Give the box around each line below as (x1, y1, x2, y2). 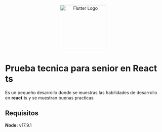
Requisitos (5, 109, 39, 118)
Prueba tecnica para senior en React (5, 63, 157, 74)
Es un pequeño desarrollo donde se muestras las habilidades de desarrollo (5, 89, 157, 96)
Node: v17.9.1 (5, 122, 32, 128)
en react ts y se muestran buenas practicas (5, 95, 94, 100)
